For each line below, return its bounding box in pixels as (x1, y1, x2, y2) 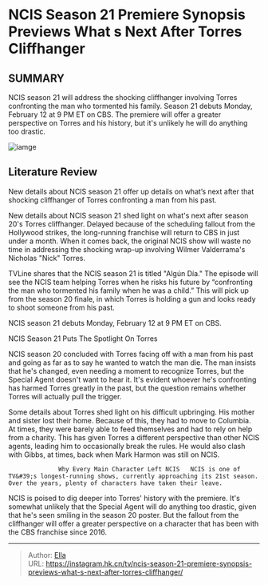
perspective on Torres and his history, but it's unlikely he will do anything (8, 118, 248, 127)
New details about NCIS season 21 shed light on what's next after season (8, 210, 249, 220)
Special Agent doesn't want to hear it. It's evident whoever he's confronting (8, 375, 257, 384)
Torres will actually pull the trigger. (8, 391, 122, 401)
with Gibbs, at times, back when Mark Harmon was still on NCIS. (8, 450, 220, 459)
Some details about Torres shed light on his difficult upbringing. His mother (8, 407, 255, 417)
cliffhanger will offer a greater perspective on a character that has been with (8, 519, 259, 528)
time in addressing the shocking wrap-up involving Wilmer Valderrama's (8, 244, 246, 254)
